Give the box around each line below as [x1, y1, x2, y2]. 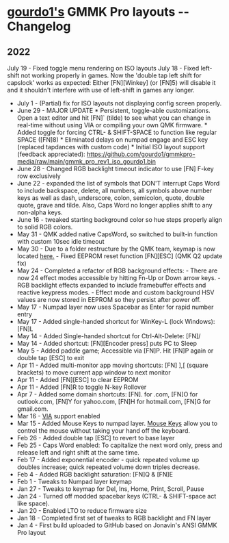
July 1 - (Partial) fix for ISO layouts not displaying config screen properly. [16, 99, 222, 107]
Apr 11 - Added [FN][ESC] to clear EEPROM [16, 376, 139, 383]
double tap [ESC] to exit [16, 354, 85, 362]
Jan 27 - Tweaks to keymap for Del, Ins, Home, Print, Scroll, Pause [16, 485, 204, 493]
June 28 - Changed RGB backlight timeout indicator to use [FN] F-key [16, 165, 214, 173]
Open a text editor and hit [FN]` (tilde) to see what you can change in [16, 114, 211, 122]
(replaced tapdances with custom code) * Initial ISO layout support [16, 143, 205, 151]
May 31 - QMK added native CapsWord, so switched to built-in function [16, 230, 218, 238]
